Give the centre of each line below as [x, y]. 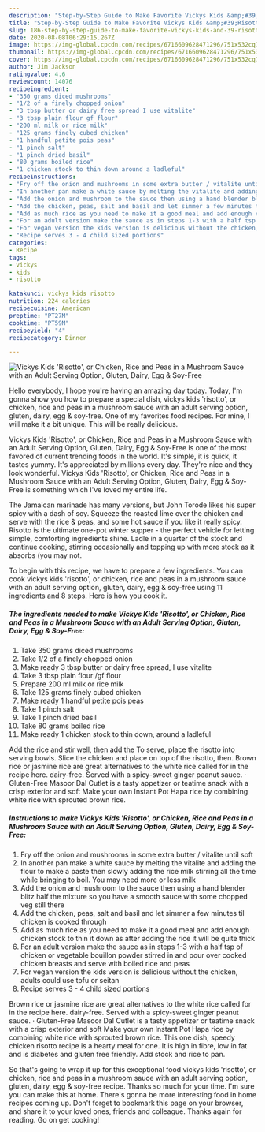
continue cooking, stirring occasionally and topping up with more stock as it [132, 547]
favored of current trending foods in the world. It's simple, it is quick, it [123, 456]
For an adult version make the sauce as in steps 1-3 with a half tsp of [131, 947]
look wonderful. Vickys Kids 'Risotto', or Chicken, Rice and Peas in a [120, 473]
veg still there [42, 905]
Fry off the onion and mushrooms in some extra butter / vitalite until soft [137, 855]
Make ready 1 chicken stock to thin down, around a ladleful [116, 734]
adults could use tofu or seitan [70, 981]
